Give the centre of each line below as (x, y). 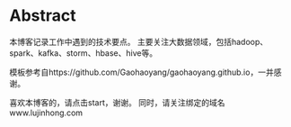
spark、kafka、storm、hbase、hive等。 (84, 53)
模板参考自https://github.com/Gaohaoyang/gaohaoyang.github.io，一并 (141, 72)
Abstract (43, 16)
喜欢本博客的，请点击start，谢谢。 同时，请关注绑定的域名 (117, 102)
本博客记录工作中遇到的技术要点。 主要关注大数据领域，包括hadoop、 (139, 41)
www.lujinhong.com (46, 113)
